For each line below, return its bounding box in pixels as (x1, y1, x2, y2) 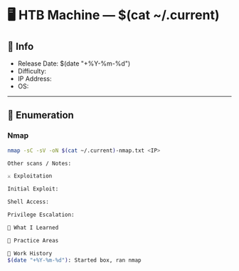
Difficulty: (17, 67, 47, 75)
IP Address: (17, 74, 52, 83)
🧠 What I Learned (7, 224, 59, 231)
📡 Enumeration (7, 109, 75, 121)
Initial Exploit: (7, 185, 59, 193)
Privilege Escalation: (7, 211, 75, 219)
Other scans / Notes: (7, 160, 72, 167)
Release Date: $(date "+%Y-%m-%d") (17, 59, 131, 68)
